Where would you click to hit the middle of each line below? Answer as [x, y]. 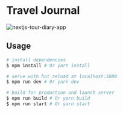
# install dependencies [36, 60]
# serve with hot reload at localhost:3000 [62, 76]
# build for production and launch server [60, 93]
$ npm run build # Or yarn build [48, 99]
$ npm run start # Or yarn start [48, 104]
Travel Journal [43, 11]
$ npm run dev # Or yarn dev [43, 82]
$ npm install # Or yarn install [48, 66]
